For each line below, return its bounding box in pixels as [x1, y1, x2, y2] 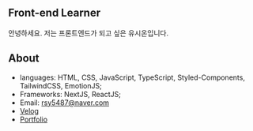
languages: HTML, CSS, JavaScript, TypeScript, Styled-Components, [19, 73, 245, 82]
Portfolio [19, 114, 48, 124]
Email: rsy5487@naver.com [19, 98, 109, 107]
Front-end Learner [8, 6, 101, 20]
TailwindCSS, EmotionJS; [19, 80, 103, 90]
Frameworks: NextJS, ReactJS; [19, 89, 121, 99]
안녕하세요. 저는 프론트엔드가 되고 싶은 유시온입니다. [8, 28, 168, 38]
